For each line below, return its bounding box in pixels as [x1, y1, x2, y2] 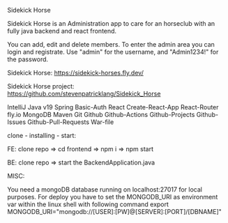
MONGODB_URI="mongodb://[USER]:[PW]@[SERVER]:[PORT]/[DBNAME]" [7, 208, 222, 215]
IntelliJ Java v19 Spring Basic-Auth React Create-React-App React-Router [7, 103, 219, 111]
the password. [7, 55, 49, 63]
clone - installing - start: [7, 132, 77, 139]
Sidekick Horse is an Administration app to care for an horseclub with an [7, 20, 215, 27]
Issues [7, 118, 26, 126]
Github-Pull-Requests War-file [27, 118, 114, 126]
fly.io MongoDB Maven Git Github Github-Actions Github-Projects [7, 111, 195, 118]
